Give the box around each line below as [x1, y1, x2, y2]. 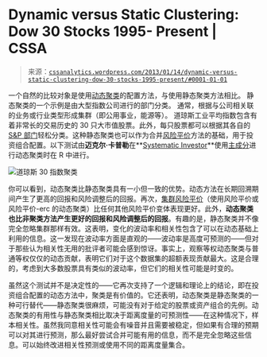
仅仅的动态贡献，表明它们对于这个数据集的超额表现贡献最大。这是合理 [29, 253, 259, 263]
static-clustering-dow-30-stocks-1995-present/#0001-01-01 [27, 76, 228, 83]
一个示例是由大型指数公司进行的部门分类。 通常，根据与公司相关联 [35, 100, 254, 110]
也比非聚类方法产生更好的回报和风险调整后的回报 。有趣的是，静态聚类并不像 [8, 213, 259, 223]
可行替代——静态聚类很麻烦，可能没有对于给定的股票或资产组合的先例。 [14, 300, 252, 309]
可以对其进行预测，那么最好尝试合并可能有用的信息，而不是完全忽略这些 [8, 330, 245, 340]
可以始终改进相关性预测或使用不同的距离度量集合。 [21, 340, 189, 349]
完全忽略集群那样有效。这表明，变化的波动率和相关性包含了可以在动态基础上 [8, 223, 259, 233]
